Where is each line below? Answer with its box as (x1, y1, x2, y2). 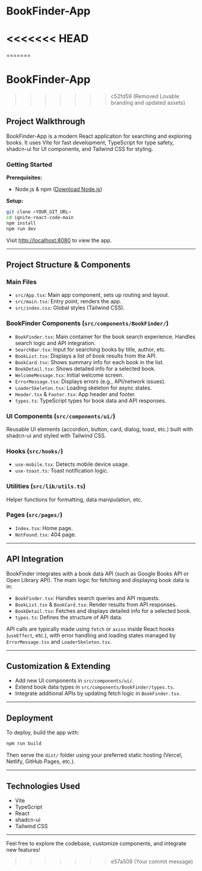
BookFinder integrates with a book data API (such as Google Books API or (6, 570, 189, 577)
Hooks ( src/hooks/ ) (6, 447, 63, 455)
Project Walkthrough (6, 116, 85, 127)
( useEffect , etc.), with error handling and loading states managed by (6, 631, 176, 639)
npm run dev (6, 226, 36, 232)
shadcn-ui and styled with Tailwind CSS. (6, 432, 106, 439)
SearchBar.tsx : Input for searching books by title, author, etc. (14, 346, 167, 353)
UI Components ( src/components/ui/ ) (6, 412, 115, 420)
